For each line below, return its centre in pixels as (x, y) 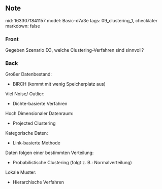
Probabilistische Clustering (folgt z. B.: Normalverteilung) (72, 163)
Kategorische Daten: (27, 133)
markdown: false (23, 26)
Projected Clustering (34, 123)
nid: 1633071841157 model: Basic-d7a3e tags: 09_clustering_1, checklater (82, 20)
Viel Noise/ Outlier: (25, 94)
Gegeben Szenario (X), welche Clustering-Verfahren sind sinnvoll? (75, 50)
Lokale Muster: (21, 172)
